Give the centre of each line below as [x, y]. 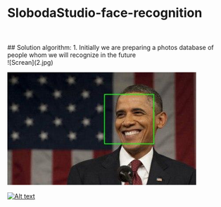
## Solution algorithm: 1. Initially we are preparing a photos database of [111, 47]
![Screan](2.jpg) [31, 62]
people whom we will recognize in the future [71, 55]
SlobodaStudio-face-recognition [105, 13]
